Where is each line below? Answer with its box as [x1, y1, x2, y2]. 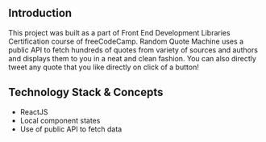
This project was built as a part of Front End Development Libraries [8, 27, 231, 37]
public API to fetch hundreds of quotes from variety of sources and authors [8, 44, 258, 55]
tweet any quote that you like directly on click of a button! [8, 62, 199, 72]
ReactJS [19, 106, 48, 116]
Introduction [8, 6, 73, 20]
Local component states [19, 115, 101, 125]
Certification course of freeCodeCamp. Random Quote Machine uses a [8, 36, 244, 46]
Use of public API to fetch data [19, 124, 123, 134]
